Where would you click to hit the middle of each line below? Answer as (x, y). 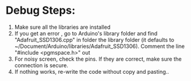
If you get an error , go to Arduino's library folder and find (86, 33)
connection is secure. (41, 65)
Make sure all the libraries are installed (62, 27)
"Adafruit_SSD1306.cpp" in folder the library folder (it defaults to (94, 40)
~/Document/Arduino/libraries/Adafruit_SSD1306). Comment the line (99, 46)
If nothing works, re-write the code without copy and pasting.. (92, 71)
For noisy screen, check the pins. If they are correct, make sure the (98, 59)
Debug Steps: (40, 10)
